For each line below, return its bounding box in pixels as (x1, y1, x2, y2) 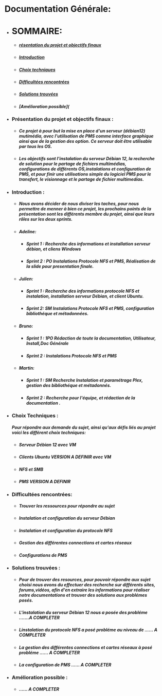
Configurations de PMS (18, 552, 68, 558)
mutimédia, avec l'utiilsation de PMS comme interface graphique (18, 133, 154, 139)
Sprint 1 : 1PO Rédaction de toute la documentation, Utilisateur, (26, 335, 156, 341)
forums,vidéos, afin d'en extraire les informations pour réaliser (18, 587, 150, 593)
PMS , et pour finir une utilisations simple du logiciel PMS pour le (18, 171, 151, 177)
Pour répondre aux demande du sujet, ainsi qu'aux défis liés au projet (11, 424, 156, 430)
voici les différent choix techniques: (11, 430, 86, 435)
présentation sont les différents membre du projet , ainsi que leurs (18, 211, 155, 217)
